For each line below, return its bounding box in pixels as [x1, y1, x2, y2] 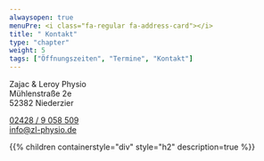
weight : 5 [9, 46, 46, 55]
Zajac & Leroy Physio [9, 79, 87, 89]
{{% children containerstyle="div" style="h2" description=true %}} [9, 141, 256, 152]
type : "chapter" [9, 37, 70, 47]
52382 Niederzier [9, 98, 74, 108]
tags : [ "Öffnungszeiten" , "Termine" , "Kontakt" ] [9, 54, 194, 63]
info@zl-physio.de [9, 125, 78, 134]
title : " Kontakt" [9, 29, 78, 38]
